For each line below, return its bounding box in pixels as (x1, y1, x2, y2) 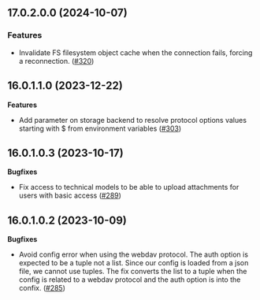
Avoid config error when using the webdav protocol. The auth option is (18, 250, 249, 259)
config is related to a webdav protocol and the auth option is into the (18, 275, 241, 284)
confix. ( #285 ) (18, 283, 66, 293)
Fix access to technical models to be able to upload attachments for (18, 183, 240, 192)
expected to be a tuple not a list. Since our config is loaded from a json (18, 258, 249, 268)
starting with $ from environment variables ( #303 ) (18, 124, 182, 133)
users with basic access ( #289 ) (18, 191, 121, 200)
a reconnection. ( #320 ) (18, 56, 95, 65)
